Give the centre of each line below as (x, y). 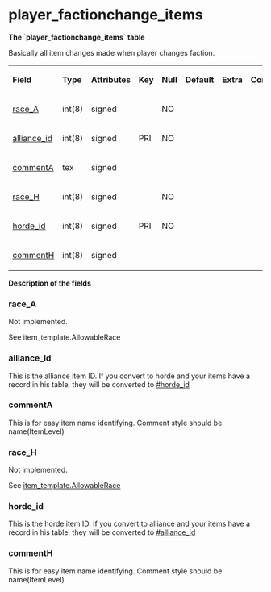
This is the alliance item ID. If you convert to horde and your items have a (129, 376)
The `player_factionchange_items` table (77, 37)
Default (200, 80)
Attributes (111, 80)
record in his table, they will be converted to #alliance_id (102, 532)
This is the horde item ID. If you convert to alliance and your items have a (129, 524)
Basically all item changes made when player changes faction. (112, 52)
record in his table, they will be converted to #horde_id (99, 384)
